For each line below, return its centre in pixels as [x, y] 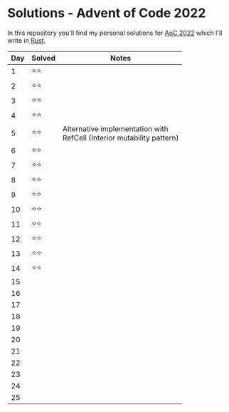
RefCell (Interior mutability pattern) [121, 138]
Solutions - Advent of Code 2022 [107, 13]
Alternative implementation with [115, 128]
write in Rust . [27, 40]
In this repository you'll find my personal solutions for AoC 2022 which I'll [115, 33]
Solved [43, 58]
